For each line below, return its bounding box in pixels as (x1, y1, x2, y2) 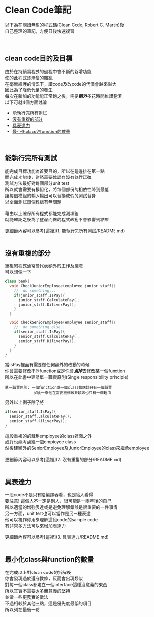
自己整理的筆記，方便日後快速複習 (5, 28, 75, 34)
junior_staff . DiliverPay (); (18, 302, 77, 307)
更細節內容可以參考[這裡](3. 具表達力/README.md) (5, 534, 109, 540)
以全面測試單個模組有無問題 (5, 199, 62, 205)
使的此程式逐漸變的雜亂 (5, 75, 53, 81)
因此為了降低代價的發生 (5, 87, 53, 93)
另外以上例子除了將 (5, 399, 44, 405)
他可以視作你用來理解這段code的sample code (5, 516, 98, 522)
